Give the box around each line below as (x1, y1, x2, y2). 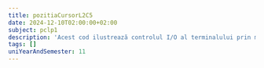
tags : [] (8, 41, 37, 48)
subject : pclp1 (8, 26, 58, 34)
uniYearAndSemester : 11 (8, 48, 86, 55)
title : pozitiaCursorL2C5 (8, 11, 93, 20)
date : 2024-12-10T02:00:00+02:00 (8, 19, 118, 27)
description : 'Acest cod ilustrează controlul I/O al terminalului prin (8, 33, 251, 41)
